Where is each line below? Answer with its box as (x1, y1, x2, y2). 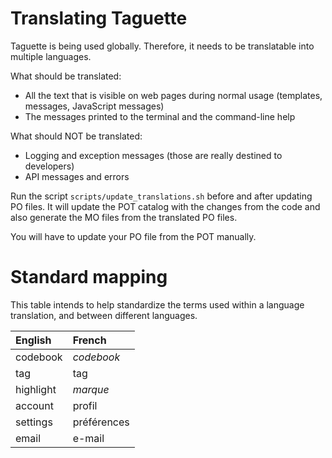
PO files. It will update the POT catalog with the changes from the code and (10, 200, 321, 212)
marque (72, 382, 110, 396)
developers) (24, 160, 75, 172)
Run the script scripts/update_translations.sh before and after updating (10, 190, 313, 202)
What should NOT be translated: (10, 130, 143, 142)
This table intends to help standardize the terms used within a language (10, 298, 305, 311)
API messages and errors (24, 170, 130, 182)
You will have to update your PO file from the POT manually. (10, 230, 257, 242)
